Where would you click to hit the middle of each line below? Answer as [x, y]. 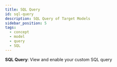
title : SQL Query [23, 9]
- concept [19, 32]
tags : [10, 28]
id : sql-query [19, 14]
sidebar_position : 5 [26, 23]
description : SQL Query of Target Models [48, 18]
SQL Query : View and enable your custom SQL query [58, 59]
